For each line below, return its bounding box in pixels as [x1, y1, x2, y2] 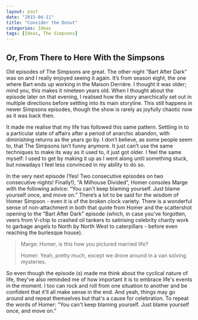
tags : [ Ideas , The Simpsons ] [6, 31, 78, 37]
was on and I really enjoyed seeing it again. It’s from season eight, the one [6, 74, 186, 81]
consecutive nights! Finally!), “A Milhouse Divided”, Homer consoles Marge [6, 178, 188, 186]
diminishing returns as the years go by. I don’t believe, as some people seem [6, 136, 193, 143]
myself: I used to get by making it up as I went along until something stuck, [6, 155, 188, 162]
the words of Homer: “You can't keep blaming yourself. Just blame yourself [6, 301, 190, 308]
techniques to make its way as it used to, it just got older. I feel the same [6, 148, 182, 155]
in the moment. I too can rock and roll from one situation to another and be [6, 282, 187, 289]
